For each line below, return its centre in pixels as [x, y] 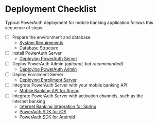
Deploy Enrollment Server [38, 75]
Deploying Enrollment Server [48, 80]
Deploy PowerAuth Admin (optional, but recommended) [68, 64]
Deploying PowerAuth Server [48, 59]
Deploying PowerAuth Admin [48, 69]
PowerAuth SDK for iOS [43, 112]
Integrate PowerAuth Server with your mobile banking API [70, 85]
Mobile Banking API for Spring [50, 91]
